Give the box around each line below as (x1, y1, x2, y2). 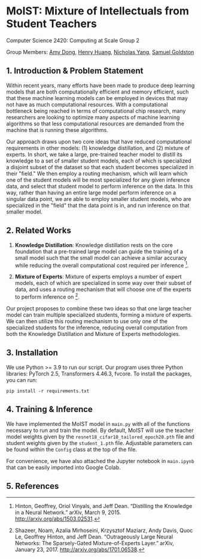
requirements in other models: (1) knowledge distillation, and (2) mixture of (6, 144, 190, 151)
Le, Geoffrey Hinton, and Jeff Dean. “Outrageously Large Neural (14, 533, 173, 540)
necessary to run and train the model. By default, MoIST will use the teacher (6, 426, 194, 434)
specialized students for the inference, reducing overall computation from (6, 324, 188, 331)
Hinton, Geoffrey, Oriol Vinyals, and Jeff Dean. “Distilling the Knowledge (14, 503, 193, 510)
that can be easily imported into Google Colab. (6, 464, 121, 471)
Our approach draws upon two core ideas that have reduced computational (6, 138, 192, 145)
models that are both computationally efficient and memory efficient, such (6, 88, 189, 95)
